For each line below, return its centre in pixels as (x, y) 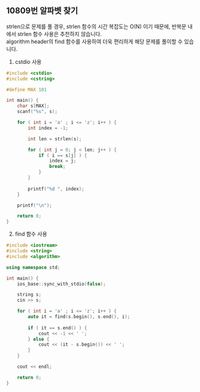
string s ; (29, 295)
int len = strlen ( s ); (55, 139)
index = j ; (63, 161)
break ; (57, 167)
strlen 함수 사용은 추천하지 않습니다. (59, 34)
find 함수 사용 (31, 234)
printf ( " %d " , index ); (56, 189)
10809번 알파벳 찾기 (42, 11)
